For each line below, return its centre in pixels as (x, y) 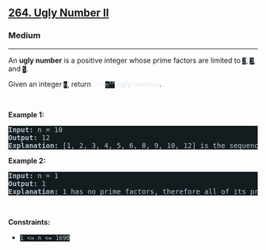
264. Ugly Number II (59, 13)
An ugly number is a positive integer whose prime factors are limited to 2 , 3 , (132, 60)
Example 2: (27, 161)
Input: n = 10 (36, 129)
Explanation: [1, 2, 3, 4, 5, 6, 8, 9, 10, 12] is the (117, 145)
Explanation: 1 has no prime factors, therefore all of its (127, 191)
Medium (25, 36)
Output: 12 (29, 137)
